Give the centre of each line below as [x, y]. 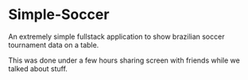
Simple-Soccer [59, 15]
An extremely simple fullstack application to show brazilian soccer [116, 36]
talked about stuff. [38, 68]
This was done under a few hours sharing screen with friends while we [124, 60]
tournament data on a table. [54, 44]
